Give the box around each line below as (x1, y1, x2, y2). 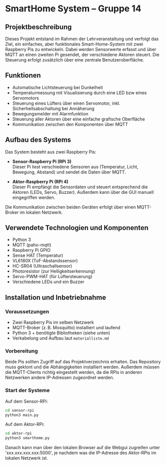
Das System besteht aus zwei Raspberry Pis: (5, 149, 97, 155)
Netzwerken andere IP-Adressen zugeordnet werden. (5, 375, 114, 381)
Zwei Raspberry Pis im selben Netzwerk (12, 319, 94, 325)
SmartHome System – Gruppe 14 (5, 3, 142, 14)
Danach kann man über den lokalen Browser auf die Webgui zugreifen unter (5, 445, 160, 451)
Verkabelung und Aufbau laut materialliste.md (12, 335, 109, 341)
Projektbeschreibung (5, 23, 72, 31)
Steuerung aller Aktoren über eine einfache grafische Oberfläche (12, 116, 145, 122)
